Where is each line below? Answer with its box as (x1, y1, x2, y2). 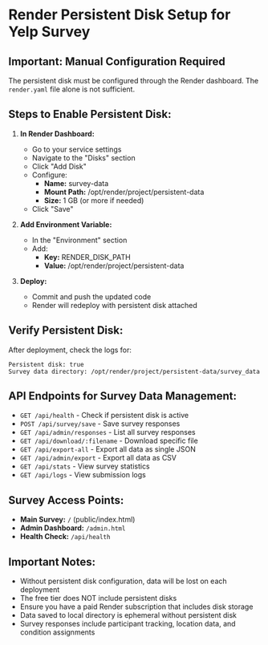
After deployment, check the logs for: (8, 345, 132, 355)
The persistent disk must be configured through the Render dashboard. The (8, 76, 259, 85)
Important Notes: (8, 555, 96, 569)
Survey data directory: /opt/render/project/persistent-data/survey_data (8, 367, 261, 375)
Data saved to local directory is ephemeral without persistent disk (19, 611, 237, 620)
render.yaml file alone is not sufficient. (8, 84, 135, 94)
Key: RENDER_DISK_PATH (43, 252, 131, 262)
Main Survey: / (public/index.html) (19, 515, 136, 525)
